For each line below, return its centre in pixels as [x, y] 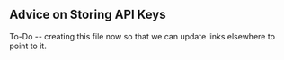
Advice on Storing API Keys [88, 15]
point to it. [28, 46]
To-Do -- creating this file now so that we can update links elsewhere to [142, 36]
